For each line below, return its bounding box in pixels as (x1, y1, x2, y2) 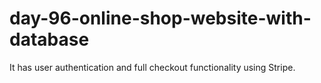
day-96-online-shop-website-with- (9, 7, 312, 30)
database (9, 28, 90, 51)
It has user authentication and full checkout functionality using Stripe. (9, 61, 296, 73)
